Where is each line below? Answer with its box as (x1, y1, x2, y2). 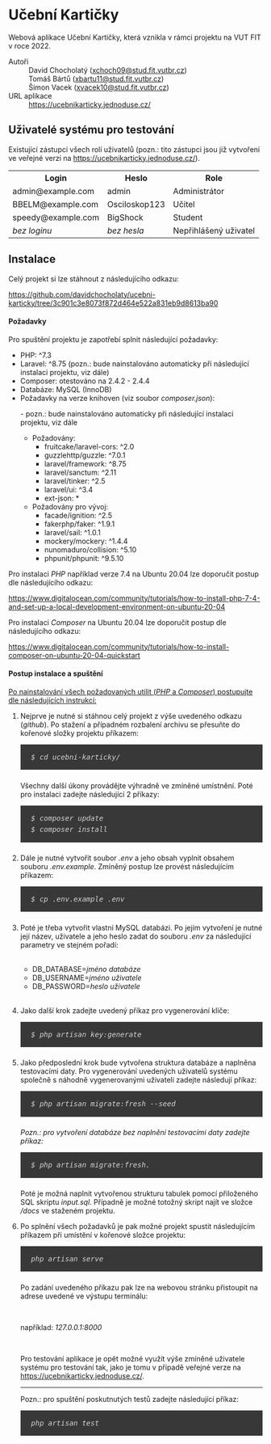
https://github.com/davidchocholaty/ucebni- (8, 289, 156, 299)
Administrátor (173, 185, 224, 196)
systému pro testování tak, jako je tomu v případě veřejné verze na (19, 1362, 242, 1372)
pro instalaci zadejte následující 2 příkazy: (19, 789, 160, 799)
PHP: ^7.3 (19, 350, 52, 360)
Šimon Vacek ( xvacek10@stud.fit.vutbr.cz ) (28, 82, 169, 92)
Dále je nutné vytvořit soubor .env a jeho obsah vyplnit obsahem (19, 853, 235, 863)
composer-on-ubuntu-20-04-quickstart (8, 650, 141, 660)
